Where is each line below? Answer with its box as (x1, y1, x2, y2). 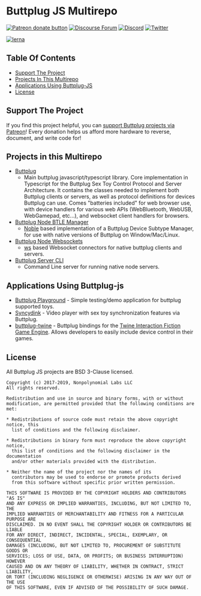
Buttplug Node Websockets (14, 238, 83, 245)
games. (14, 335, 34, 342)
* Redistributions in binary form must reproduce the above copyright (6, 438, 187, 444)
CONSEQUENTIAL (6, 537, 42, 543)
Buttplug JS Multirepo (6, 4, 118, 18)
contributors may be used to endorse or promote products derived (11, 474, 181, 480)
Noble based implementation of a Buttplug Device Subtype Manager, (23, 225, 194, 232)
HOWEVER (6, 558, 26, 564)
